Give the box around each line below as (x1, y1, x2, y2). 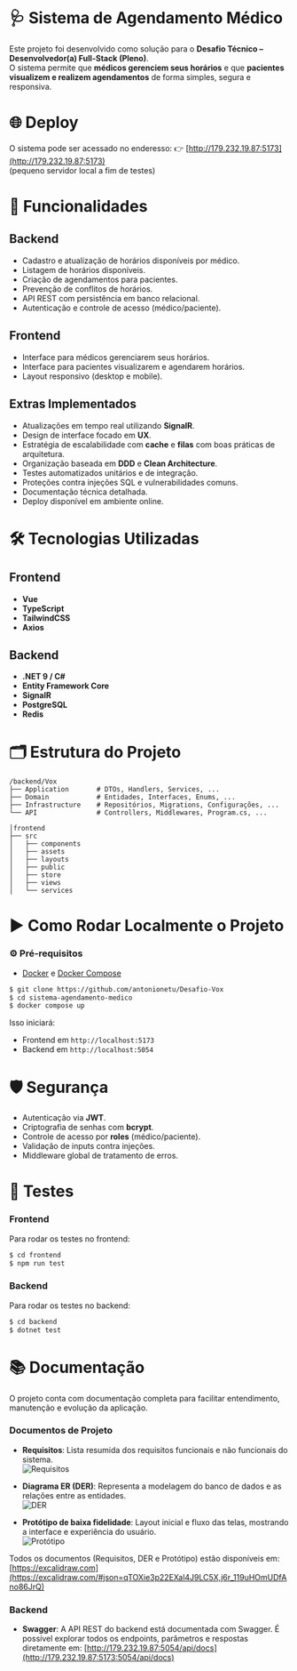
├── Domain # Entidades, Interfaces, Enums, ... (9, 793, 237, 802)
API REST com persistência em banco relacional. (21, 293, 200, 303)
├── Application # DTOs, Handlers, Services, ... (9, 785, 220, 794)
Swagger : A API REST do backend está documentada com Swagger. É (21, 1624, 280, 1635)
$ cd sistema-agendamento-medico (9, 993, 133, 1002)
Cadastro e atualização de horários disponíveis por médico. (21, 255, 240, 266)
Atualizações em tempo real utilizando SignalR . (21, 420, 195, 430)
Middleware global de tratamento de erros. (21, 1150, 179, 1161)
